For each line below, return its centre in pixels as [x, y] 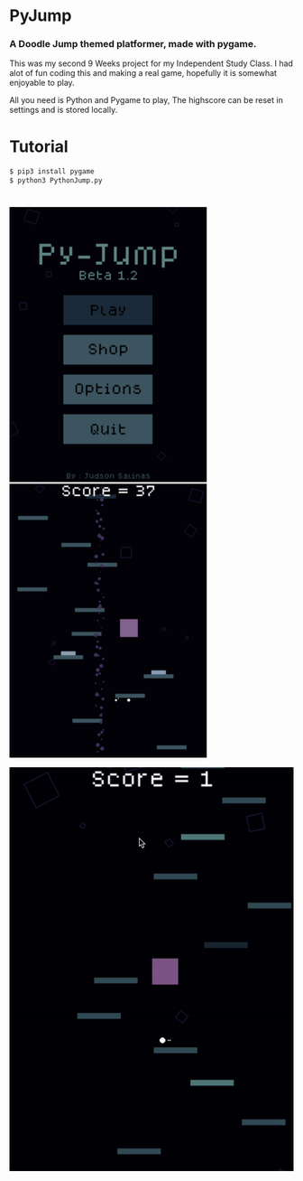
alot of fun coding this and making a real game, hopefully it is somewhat [143, 73]
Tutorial [39, 146]
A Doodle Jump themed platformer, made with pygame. [133, 44]
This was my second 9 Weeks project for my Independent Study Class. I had [151, 63]
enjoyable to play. [42, 83]
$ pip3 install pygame [52, 172]
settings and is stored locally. [64, 110]
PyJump [41, 16]
